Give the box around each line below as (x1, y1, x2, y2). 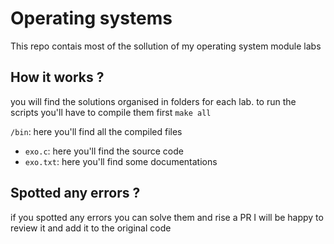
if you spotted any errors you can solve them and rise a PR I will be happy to (10, 211, 324, 223)
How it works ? (10, 69, 105, 86)
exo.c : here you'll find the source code (24, 145, 184, 157)
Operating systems (10, 7, 173, 30)
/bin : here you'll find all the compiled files (10, 125, 183, 137)
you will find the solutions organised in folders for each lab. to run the (10, 95, 297, 107)
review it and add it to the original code (10, 222, 172, 234)
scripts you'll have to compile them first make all (10, 106, 212, 118)
